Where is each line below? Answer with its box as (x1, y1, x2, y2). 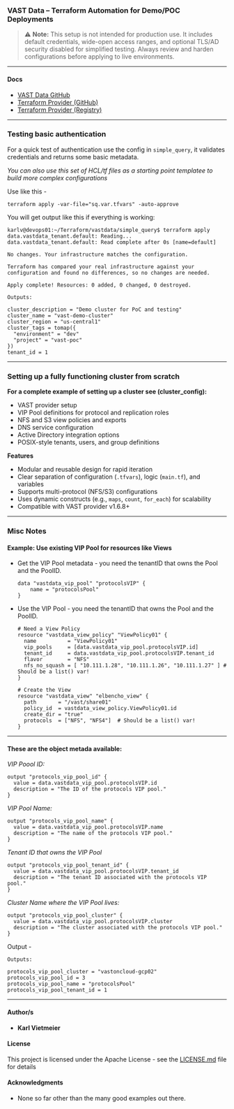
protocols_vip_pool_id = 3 (7, 974, 86, 982)
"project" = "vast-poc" (13, 336, 82, 344)
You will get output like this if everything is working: (7, 212, 155, 222)
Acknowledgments (7, 1078, 64, 1087)
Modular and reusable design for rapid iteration (17, 465, 153, 474)
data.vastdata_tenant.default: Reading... (7, 233, 132, 240)
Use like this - (7, 187, 47, 196)
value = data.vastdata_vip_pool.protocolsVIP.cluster (13, 918, 173, 925)
